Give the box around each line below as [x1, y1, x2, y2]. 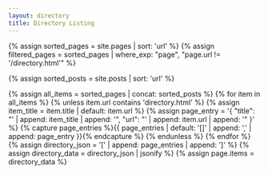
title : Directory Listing [8, 19, 94, 27]
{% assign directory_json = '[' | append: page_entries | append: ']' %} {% [8, 140, 250, 149]
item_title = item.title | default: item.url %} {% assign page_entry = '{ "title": [8, 105, 255, 116]
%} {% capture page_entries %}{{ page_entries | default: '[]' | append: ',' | [8, 123, 252, 132]
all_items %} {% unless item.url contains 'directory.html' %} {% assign [8, 97, 240, 107]
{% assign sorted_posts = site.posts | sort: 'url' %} [8, 73, 175, 83]
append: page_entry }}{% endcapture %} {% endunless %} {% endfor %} [8, 131, 251, 140]
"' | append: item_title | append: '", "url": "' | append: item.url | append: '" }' [8, 114, 255, 124]
